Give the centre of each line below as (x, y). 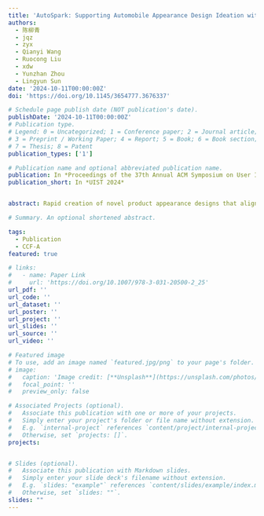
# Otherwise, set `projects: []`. (68, 435)
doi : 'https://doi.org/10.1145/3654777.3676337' (89, 96)
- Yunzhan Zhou (40, 74)
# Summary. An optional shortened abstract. (82, 218)
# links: (22, 268)
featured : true (33, 254)
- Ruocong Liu (38, 60)
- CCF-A (28, 247)
